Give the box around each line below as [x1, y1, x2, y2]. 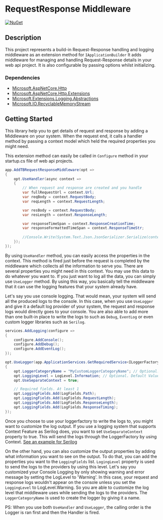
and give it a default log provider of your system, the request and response [5, 303, 155, 309]
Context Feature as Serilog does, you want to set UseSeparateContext [5, 428, 143, 434]
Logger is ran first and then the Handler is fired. [5, 509, 100, 515]
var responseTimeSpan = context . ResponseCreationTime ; [22, 221, 136, 226]
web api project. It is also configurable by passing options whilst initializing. [5, 62, 156, 68]
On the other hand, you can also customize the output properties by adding [5, 448, 156, 454]
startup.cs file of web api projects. [5, 158, 74, 164]
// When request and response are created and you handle [22, 186, 142, 190]
